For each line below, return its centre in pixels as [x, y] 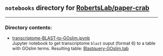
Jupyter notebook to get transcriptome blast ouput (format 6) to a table [84, 43]
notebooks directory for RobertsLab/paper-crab [77, 8]
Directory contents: [29, 27]
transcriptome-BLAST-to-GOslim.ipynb [51, 38]
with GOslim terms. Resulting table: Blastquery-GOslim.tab [70, 49]
